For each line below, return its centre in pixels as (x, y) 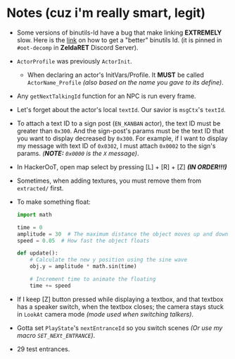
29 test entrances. (43, 349)
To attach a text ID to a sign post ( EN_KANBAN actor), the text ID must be (119, 123)
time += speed (50, 286)
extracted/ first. (40, 188)
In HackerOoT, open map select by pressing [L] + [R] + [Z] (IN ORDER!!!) (122, 166)
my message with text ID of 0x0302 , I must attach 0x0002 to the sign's (116, 145)
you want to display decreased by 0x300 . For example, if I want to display (122, 138)
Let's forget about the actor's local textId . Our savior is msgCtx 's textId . (121, 109)
